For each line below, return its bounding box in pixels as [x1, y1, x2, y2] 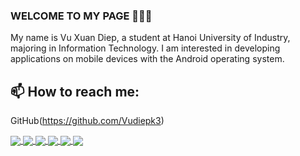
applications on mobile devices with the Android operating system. [10, 53, 285, 65]
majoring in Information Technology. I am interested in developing [10, 42, 281, 54]
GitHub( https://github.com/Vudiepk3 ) [10, 115, 165, 127]
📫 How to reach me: [10, 83, 140, 100]
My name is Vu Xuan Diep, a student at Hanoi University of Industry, [10, 32, 291, 44]
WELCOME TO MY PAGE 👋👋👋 [10, 9, 153, 23]
